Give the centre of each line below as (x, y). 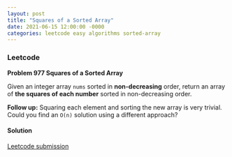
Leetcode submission (38, 146)
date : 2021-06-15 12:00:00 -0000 (56, 27)
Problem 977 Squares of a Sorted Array (65, 73)
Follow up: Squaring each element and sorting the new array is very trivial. (115, 107)
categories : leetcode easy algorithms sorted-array (84, 33)
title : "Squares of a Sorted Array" (60, 20)
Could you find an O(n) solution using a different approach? (93, 114)
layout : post (26, 14)
